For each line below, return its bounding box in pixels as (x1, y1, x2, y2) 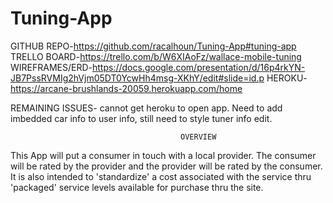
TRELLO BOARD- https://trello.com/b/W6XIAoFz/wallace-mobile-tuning (10, 50, 302, 62)
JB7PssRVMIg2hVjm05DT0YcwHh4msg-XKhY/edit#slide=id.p (10, 72, 265, 84)
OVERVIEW (180, 132, 217, 142)
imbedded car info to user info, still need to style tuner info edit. (10, 112, 273, 124)
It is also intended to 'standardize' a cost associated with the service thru (10, 170, 312, 182)
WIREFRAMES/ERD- (10, 61, 93, 73)
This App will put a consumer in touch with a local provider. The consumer (10, 149, 317, 161)
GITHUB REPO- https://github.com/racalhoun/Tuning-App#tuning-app (10, 40, 297, 52)
